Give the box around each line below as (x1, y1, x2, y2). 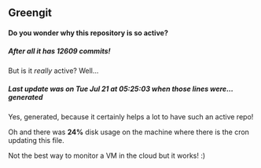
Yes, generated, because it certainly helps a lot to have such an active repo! (8, 111, 254, 121)
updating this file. (8, 135, 64, 144)
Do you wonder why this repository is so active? (8, 27, 169, 38)
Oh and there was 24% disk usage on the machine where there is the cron (8, 127, 250, 137)
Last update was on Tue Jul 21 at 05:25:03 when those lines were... (8, 84, 233, 93)
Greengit (8, 6, 53, 20)
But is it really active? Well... (8, 66, 99, 75)
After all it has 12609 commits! (8, 46, 112, 56)
